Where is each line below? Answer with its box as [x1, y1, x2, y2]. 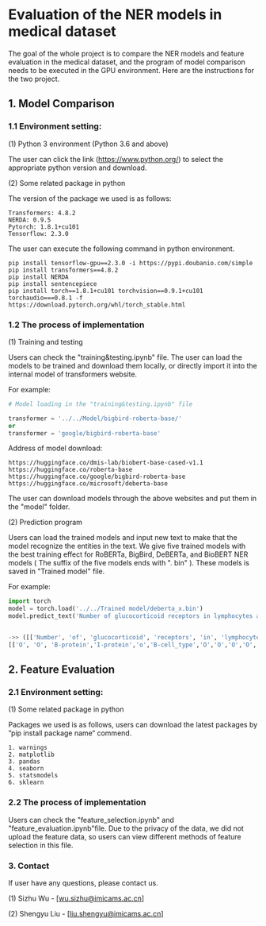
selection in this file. [8, 840, 74, 850]
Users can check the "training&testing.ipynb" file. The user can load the [8, 352, 243, 362]
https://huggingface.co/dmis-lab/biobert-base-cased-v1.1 [8, 459, 203, 467]
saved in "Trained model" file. [8, 566, 105, 577]
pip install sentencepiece [8, 280, 97, 287]
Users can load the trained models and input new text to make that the [8, 533, 237, 542]
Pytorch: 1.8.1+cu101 [8, 222, 80, 231]
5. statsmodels [8, 772, 59, 780]
